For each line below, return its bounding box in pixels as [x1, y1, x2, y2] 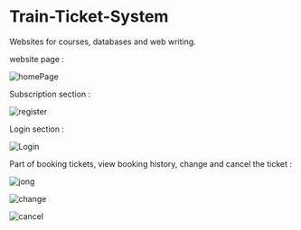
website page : [9, 53, 65, 64]
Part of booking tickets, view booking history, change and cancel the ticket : [9, 158, 292, 169]
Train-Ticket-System [9, 6, 169, 27]
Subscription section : [9, 88, 91, 99]
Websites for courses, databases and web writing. [9, 36, 196, 47]
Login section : [9, 124, 65, 134]
